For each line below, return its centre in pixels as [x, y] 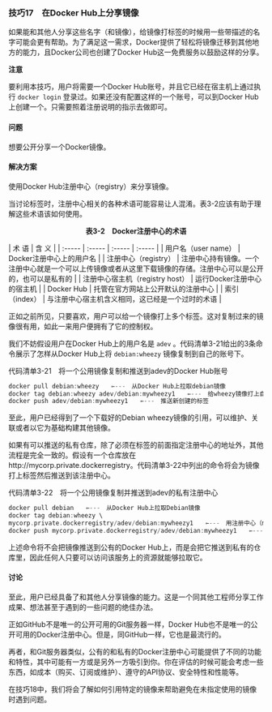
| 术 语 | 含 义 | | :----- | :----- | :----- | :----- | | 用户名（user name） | [124, 248]
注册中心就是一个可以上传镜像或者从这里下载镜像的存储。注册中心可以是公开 [136, 268]
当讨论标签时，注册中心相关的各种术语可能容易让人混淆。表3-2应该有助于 [132, 204]
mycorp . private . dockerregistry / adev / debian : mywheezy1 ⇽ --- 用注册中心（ [135, 523]
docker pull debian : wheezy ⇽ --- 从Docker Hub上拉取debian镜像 [117, 386]
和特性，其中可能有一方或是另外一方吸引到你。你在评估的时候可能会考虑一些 [136, 662]
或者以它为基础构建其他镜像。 [65, 428]
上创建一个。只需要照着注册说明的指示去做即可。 [90, 107]
